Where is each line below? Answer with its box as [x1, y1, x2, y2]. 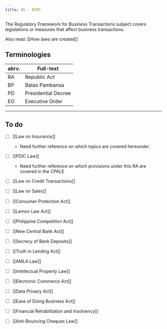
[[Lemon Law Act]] [12, 208, 51, 214]
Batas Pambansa [25, 82, 65, 89]
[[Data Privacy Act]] [12, 288, 53, 295]
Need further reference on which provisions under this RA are [19, 163, 147, 169]
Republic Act [25, 73, 55, 80]
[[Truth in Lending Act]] [12, 248, 61, 254]
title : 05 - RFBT [5, 7, 41, 12]
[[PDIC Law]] [12, 153, 39, 159]
